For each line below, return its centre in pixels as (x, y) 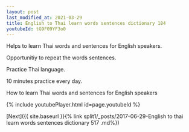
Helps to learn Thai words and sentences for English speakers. (84, 46)
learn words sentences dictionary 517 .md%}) (63, 123)
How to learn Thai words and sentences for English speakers (82, 93)
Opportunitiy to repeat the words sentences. (61, 58)
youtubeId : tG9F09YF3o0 (36, 29)
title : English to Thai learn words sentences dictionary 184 (86, 23)
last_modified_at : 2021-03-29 (44, 18)
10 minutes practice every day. (44, 81)
